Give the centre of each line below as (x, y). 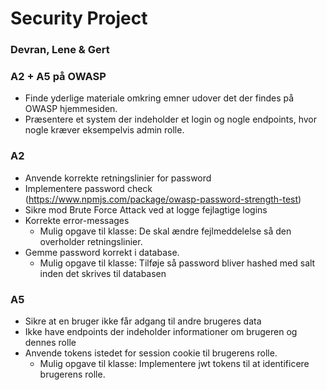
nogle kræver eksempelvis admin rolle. (104, 130)
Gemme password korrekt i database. (102, 252)
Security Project (79, 18)
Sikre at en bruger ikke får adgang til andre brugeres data (143, 321)
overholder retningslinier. (91, 241)
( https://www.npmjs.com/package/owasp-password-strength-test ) (163, 199)
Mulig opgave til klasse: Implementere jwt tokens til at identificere (174, 363)
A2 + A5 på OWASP (58, 77)
